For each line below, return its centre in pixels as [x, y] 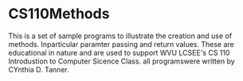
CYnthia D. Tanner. [39, 69]
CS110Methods [59, 14]
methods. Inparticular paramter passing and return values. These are [121, 44]
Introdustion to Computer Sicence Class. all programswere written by [121, 61]
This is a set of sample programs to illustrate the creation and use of [120, 36]
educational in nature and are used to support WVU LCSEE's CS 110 [119, 52]
